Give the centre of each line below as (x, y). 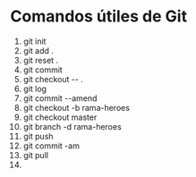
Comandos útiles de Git (98, 17)
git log (35, 88)
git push (38, 136)
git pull (35, 155)
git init (34, 41)
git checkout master (60, 117)
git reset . (41, 60)
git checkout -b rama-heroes (77, 107)
